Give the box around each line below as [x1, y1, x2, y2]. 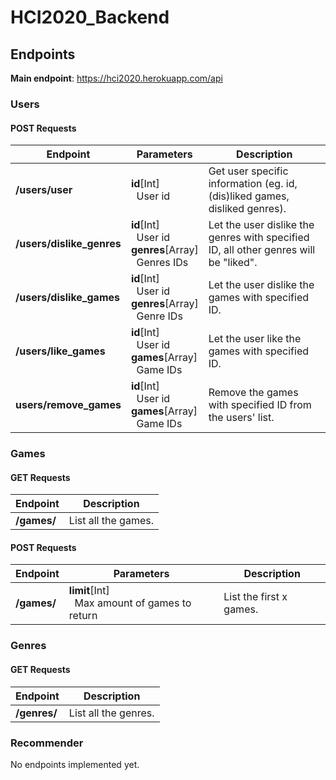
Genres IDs [136, 256, 189, 270]
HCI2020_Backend [10, 6, 170, 29]
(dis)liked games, [208, 189, 290, 203]
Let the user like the [208, 332, 302, 346]
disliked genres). [208, 202, 287, 216]
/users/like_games [15, 344, 106, 358]
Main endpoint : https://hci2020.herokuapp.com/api [10, 72, 223, 84]
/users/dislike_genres [15, 237, 122, 251]
